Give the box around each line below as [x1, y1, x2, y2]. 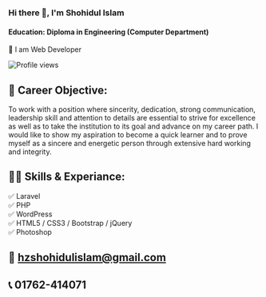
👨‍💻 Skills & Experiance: [8, 170, 125, 184]
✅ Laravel [8, 191, 41, 200]
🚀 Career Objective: [8, 83, 108, 97]
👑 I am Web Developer [8, 45, 82, 54]
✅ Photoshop [8, 227, 52, 236]
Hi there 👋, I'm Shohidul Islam [8, 7, 125, 18]
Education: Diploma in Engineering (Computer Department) [8, 27, 209, 37]
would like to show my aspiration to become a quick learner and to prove [8, 129, 248, 139]
